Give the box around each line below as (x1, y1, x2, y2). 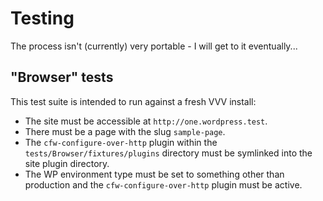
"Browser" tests (10, 69, 114, 86)
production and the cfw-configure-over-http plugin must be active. (24, 178, 303, 191)
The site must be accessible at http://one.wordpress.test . (24, 115, 268, 127)
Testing (10, 7, 75, 30)
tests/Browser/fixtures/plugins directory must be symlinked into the (24, 147, 313, 159)
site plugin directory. (24, 157, 110, 169)
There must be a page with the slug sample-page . (24, 125, 226, 137)
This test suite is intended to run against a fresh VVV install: (10, 95, 257, 107)
